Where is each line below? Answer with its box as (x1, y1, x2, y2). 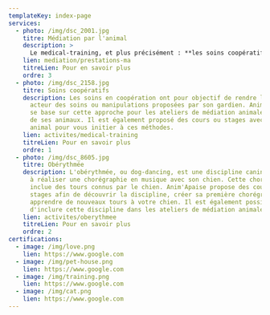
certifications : (8, 236, 63, 244)
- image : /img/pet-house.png (15, 257, 113, 265)
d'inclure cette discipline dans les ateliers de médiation (29, 205, 235, 213)
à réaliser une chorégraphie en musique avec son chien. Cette (29, 176, 247, 184)
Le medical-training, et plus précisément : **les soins (29, 49, 225, 57)
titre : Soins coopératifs (22, 86, 110, 95)
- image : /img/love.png (15, 243, 95, 251)
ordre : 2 (22, 228, 52, 236)
